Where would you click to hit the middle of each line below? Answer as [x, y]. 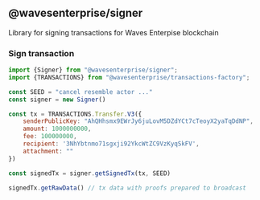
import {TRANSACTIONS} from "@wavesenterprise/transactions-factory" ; [129, 77]
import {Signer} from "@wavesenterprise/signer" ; [93, 70]
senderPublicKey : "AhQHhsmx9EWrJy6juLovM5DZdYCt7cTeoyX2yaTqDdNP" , [138, 121]
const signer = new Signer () [57, 100]
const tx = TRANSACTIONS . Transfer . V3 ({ [75, 114]
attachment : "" [48, 151]
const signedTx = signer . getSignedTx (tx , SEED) [90, 173]
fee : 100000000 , [50, 137]
